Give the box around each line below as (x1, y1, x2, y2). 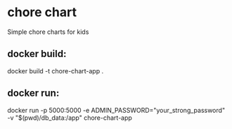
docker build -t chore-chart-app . (7, 66, 104, 75)
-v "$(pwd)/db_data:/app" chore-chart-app (7, 113, 132, 122)
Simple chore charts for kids (7, 27, 89, 36)
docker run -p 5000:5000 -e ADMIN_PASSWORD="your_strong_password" (7, 106, 226, 114)
